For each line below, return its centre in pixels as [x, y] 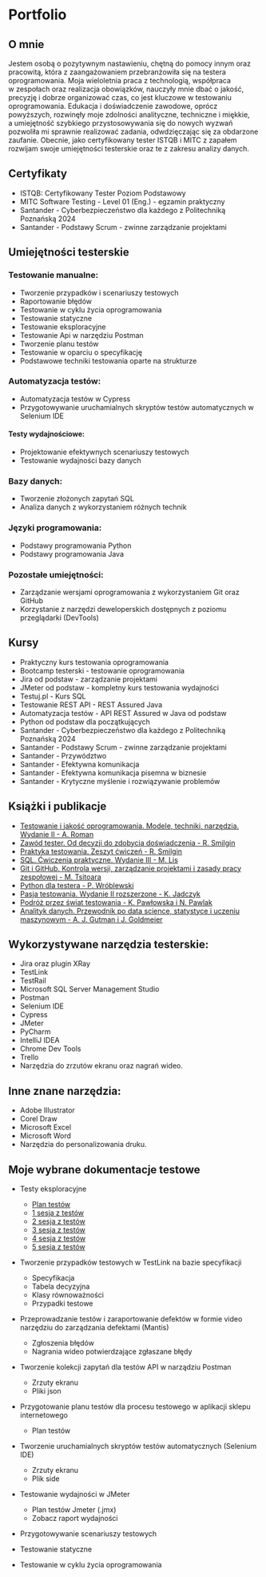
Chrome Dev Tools [50, 1049]
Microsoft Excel [46, 1128]
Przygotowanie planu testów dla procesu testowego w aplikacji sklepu [135, 1406]
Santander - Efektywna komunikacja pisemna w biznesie [113, 772]
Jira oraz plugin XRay [55, 963]
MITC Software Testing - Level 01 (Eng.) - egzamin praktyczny [122, 201]
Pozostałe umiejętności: [56, 574]
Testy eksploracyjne [53, 1189]
